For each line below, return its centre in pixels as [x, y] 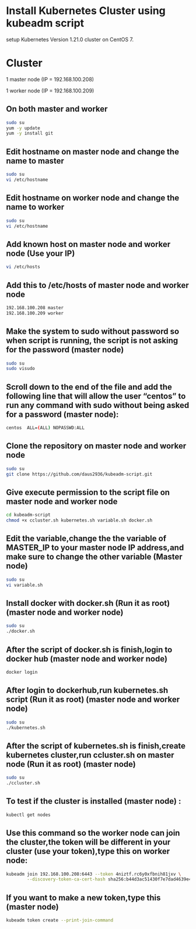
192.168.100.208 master [35, 308]
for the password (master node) [65, 350]
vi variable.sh [24, 585]
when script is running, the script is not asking [92, 341]
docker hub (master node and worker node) [87, 659]
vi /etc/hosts [23, 267]
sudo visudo [20, 369]
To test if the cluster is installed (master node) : [94, 801]
